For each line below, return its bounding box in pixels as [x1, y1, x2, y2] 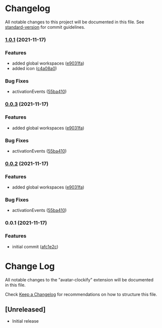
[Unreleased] [5, 306, 46, 314]
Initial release [12, 318, 39, 324]
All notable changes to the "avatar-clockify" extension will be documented [5, 276, 154, 282]
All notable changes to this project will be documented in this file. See [5, 19, 145, 25]
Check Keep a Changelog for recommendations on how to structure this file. [5, 291, 158, 297]
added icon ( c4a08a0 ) [12, 66, 57, 71]
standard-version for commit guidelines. [5, 24, 85, 30]
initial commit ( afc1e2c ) [12, 243, 59, 249]
